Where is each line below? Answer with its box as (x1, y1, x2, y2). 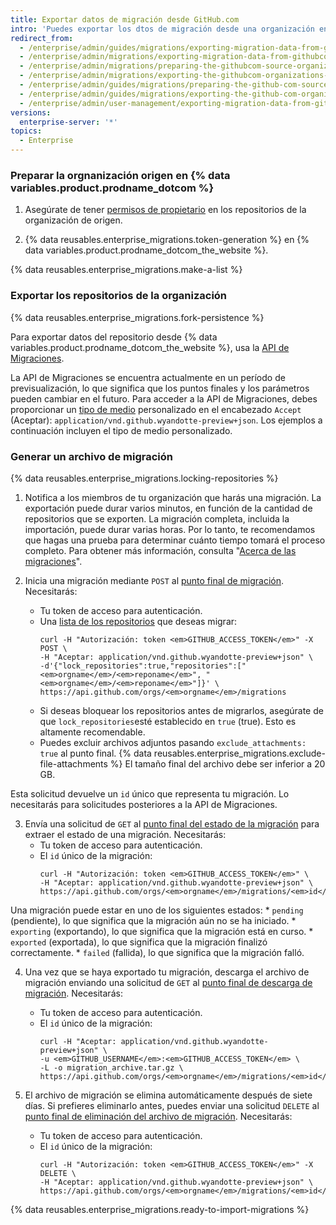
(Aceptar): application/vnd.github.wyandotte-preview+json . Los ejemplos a (10, 414, 323, 426)
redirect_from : (10, 33, 74, 43)
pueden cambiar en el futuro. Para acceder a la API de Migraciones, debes (10, 392, 318, 405)
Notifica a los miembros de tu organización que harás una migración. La (24, 491, 322, 503)
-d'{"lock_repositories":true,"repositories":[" (39, 661, 247, 671)
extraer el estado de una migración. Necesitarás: (24, 828, 227, 840)
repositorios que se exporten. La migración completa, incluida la (24, 512, 290, 525)
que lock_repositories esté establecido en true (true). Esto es (39, 715, 297, 727)
